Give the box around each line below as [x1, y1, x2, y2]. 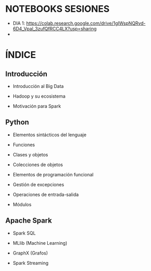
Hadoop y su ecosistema [12, 93, 66, 99]
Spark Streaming [12, 260, 49, 266]
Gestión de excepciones [12, 181, 64, 188]
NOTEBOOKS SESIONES [5, 3, 110, 15]
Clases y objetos [12, 151, 48, 157]
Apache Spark [5, 216, 52, 225]
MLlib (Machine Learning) [12, 240, 68, 246]
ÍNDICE [5, 49, 36, 61]
